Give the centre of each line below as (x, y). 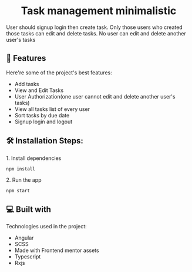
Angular (24, 238)
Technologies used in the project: (46, 227)
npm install (21, 169)
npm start (18, 191)
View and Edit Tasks (39, 90)
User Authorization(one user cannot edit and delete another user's (95, 96)
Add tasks (27, 84)
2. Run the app (24, 180)
